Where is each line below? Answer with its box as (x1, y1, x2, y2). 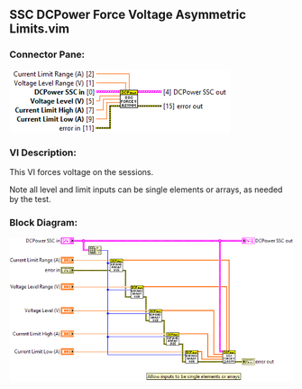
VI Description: (9, 146, 77, 159)
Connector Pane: (9, 49, 86, 61)
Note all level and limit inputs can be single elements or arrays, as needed (9, 184, 283, 195)
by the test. (9, 193, 51, 204)
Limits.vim (9, 22, 70, 37)
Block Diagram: (9, 216, 78, 228)
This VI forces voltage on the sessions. (9, 166, 154, 177)
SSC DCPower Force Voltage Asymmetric (9, 7, 246, 23)
